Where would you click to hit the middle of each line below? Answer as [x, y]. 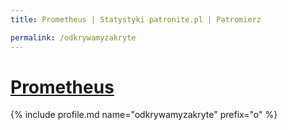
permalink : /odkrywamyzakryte [73, 37]
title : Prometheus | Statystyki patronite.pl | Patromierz [136, 19]
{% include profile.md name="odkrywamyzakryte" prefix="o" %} [144, 115]
